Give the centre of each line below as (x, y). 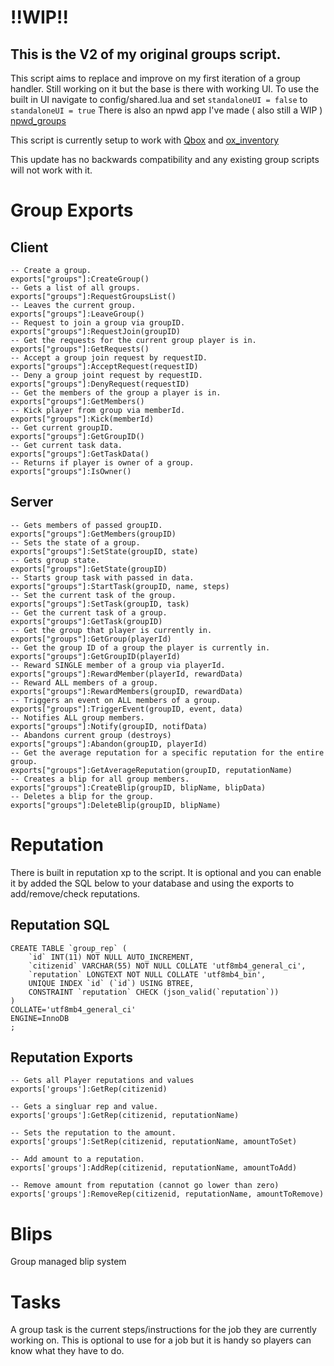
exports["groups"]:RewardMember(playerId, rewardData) (127, 674)
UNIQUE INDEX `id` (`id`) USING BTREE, (111, 983)
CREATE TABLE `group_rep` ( (69, 948)
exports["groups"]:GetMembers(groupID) (93, 534)
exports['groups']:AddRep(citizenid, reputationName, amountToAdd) (154, 1168)
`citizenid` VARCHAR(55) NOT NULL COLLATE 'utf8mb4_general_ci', (167, 966)
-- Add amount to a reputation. (77, 1159)
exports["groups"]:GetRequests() (80, 349)
